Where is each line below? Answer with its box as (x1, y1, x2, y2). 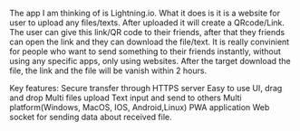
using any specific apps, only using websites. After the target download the (9, 56, 292, 66)
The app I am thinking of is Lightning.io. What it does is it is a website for (9, 8, 281, 18)
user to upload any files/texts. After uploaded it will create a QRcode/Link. (9, 17, 285, 28)
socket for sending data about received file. (9, 112, 172, 122)
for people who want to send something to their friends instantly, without (9, 46, 281, 57)
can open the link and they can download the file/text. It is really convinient (9, 36, 290, 47)
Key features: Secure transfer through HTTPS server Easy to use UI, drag (9, 83, 283, 93)
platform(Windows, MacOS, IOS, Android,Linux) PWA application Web (9, 102, 270, 112)
